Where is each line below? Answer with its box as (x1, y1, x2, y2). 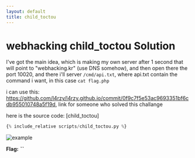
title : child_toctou (6, 14, 57, 20)
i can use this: (6, 88, 40, 95)
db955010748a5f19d (6, 101, 56, 108)
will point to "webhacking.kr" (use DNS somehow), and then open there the (6, 65, 188, 72)
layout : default (6, 8, 46, 15)
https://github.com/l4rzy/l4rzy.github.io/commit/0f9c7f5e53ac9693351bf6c (6, 95, 189, 102)
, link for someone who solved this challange (55, 101, 163, 108)
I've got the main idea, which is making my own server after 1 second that (6, 59, 183, 66)
